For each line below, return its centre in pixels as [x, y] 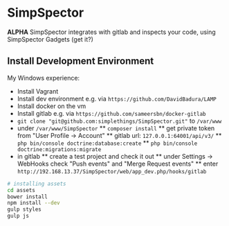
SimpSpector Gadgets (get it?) [50, 39]
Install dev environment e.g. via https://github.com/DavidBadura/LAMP [117, 98]
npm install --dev [34, 203]
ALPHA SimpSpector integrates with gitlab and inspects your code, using [111, 32]
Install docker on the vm [52, 106]
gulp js [18, 216]
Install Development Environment [81, 61]
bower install [28, 197]
